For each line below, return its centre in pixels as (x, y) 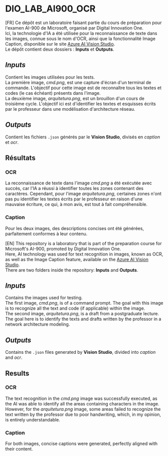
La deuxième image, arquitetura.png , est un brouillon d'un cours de (75, 98)
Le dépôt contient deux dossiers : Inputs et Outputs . (60, 49)
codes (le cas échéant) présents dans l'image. (53, 93)
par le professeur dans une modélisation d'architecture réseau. (70, 109)
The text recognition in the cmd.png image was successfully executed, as (81, 398)
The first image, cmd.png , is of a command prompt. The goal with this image (84, 303)
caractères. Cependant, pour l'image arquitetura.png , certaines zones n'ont (83, 194)
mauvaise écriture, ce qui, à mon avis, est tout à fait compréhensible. (76, 204)
